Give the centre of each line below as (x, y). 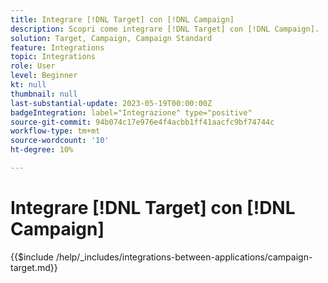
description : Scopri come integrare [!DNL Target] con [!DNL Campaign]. (165, 29)
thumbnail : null (44, 94)
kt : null (28, 85)
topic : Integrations (53, 57)
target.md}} (34, 267)
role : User (33, 66)
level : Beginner (44, 76)
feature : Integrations (57, 47)
